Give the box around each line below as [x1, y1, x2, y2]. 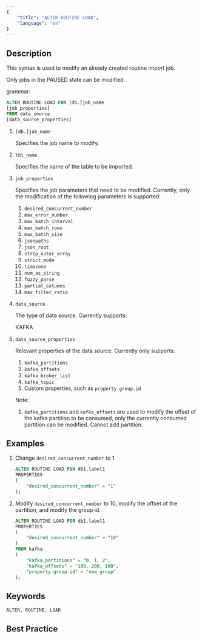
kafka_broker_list [24, 372, 71, 379]
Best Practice [6, 623, 58, 634]
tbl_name [15, 152, 38, 158]
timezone [24, 263, 47, 270]
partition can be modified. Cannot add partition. [24, 421, 144, 428]
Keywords [6, 591, 45, 601]
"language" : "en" [17, 20, 61, 26]
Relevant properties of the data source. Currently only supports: [15, 347, 175, 354]
